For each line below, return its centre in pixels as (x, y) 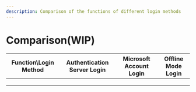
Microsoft (136, 59)
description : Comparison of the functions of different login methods (94, 11)
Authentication (87, 62)
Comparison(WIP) (50, 40)
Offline (174, 59)
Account (136, 66)
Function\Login (33, 62)
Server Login (87, 69)
